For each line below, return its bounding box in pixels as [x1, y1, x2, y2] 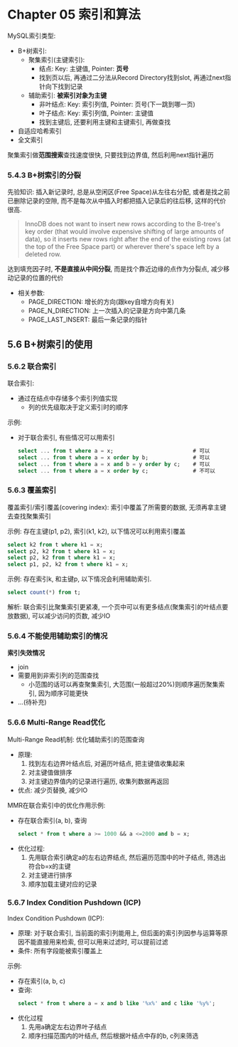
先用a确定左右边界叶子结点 [28, 1022, 107, 1031]
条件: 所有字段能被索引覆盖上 [17, 946, 103, 954]
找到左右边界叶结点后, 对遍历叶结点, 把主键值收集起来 [28, 759, 185, 767]
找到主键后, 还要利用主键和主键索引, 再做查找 [38, 117, 171, 126]
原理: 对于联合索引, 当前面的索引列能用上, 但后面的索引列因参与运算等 [17, 928, 222, 937]
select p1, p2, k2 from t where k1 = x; [7, 561, 129, 568]
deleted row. [24, 250, 62, 258]
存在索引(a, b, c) [17, 977, 66, 985]
